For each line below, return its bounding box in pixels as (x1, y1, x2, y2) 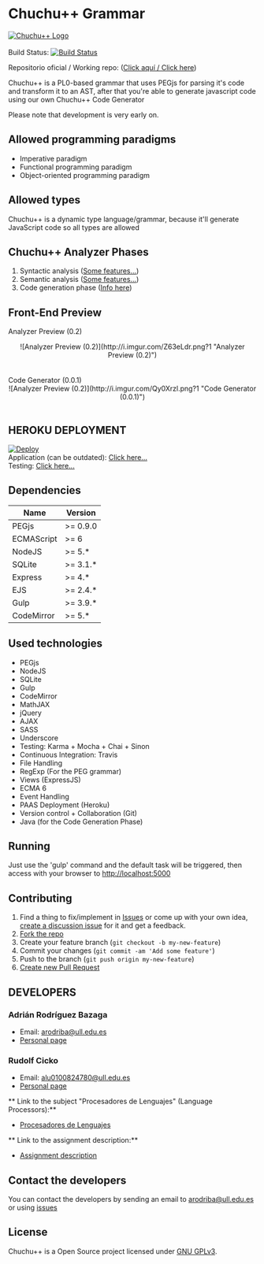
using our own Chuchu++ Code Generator (8, 95, 145, 104)
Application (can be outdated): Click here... (8, 453, 148, 461)
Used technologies (8, 637, 103, 651)
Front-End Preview (8, 306, 102, 319)
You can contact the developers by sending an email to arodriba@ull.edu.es (8, 1195, 255, 1204)
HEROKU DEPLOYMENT (8, 423, 127, 437)
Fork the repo (19, 929, 65, 939)
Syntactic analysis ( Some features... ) (19, 266, 139, 276)
